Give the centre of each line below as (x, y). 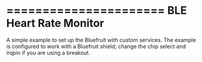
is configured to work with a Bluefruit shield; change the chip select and (96, 46)
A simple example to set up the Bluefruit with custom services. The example (101, 40)
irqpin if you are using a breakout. (48, 52)
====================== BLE (97, 11)
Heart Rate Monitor (55, 23)
